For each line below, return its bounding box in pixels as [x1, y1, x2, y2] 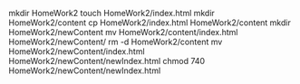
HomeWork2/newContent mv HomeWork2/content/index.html [8, 27, 238, 37]
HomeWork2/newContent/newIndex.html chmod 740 [8, 56, 206, 66]
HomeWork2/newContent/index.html [8, 46, 146, 57]
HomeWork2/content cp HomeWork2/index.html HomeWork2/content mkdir [8, 17, 291, 28]
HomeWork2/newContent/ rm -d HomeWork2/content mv [8, 36, 223, 47]
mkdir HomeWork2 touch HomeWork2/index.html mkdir [8, 8, 215, 18]
